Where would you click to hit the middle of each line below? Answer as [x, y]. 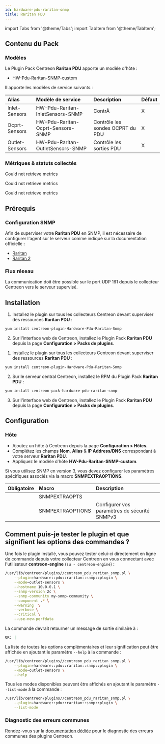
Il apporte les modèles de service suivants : [49, 88]
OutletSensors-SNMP [61, 149]
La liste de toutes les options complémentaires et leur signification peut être [82, 647]
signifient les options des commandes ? [67, 542]
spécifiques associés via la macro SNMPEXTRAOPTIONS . [64, 476]
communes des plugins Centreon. [39, 736]
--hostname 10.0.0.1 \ [37, 587]
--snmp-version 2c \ [35, 591]
